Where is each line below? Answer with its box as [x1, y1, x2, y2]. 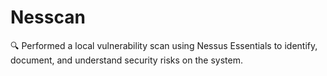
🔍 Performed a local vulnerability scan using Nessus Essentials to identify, [10, 39, 318, 51]
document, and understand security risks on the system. [10, 54, 243, 66]
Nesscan [10, 6, 86, 29]
